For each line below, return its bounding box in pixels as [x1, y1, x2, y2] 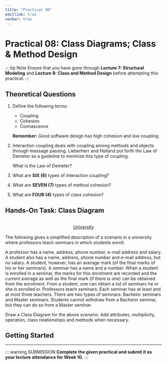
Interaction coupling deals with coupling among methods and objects [12, 143, 154, 149]
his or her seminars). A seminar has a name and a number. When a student [5, 265, 158, 271]
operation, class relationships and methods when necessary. [5, 317, 130, 323]
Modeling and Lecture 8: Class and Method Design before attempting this [5, 70, 159, 76]
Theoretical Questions [5, 90, 76, 98]
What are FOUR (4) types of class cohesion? [12, 192, 104, 198]
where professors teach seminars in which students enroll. [5, 239, 125, 245]
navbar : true [5, 16, 32, 21]
